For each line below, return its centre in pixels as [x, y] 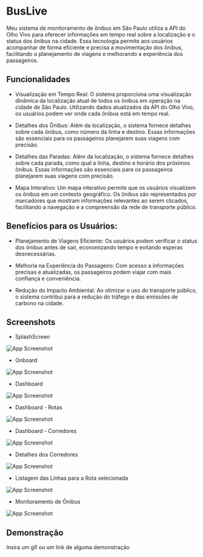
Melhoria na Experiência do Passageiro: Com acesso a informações [99, 265]
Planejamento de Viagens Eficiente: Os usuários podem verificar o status [106, 241]
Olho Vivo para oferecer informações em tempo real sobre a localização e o [101, 34]
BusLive [27, 11]
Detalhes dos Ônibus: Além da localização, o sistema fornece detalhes [103, 125]
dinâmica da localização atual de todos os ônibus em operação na [98, 100]
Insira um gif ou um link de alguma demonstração [68, 547]
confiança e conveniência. [48, 278]
